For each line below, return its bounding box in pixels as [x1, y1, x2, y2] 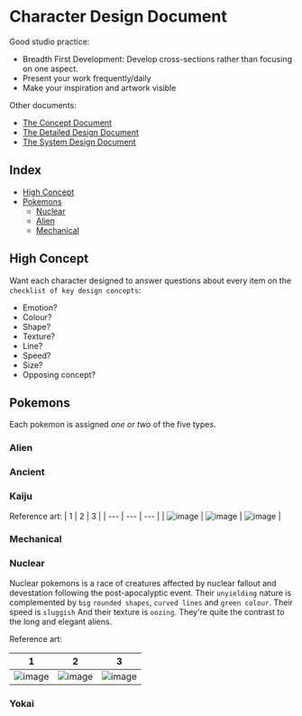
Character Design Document [9, 6, 227, 27]
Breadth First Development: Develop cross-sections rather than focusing [22, 53, 293, 64]
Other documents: [9, 99, 77, 110]
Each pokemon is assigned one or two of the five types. [9, 419, 216, 430]
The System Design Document [22, 136, 137, 147]
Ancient [9, 466, 45, 479]
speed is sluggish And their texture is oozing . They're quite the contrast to [9, 606, 285, 617]
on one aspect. [22, 63, 78, 74]
